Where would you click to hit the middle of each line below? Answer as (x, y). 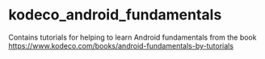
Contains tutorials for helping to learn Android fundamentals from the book (132, 37)
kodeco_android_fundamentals (115, 15)
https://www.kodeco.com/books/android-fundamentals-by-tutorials (121, 45)
